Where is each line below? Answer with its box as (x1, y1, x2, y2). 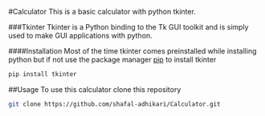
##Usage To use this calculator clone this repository (8, 84, 181, 94)
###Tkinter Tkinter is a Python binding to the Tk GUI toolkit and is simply (8, 22, 249, 31)
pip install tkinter (8, 70, 78, 78)
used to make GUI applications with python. (8, 31, 153, 40)
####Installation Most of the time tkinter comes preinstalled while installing (8, 46, 257, 55)
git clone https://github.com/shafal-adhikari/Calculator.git (8, 100, 221, 108)
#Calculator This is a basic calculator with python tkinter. (8, 7, 197, 16)
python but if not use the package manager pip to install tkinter (8, 55, 217, 64)
